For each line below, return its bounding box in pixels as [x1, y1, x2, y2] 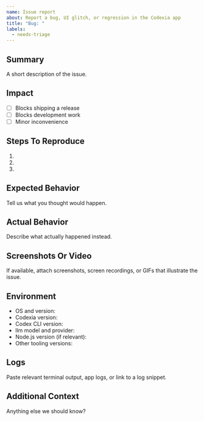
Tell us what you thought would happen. [6, 199, 107, 206]
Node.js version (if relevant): [15, 333, 87, 340]
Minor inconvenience [15, 118, 68, 125]
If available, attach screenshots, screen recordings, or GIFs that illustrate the [6, 267, 198, 275]
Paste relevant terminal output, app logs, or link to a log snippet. [6, 373, 167, 381]
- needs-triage [12, 32, 51, 38]
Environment [6, 291, 57, 301]
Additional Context [6, 391, 79, 401]
